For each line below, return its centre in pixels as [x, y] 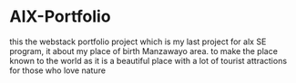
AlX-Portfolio [60, 17]
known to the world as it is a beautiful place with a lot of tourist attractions [148, 60]
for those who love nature [58, 70]
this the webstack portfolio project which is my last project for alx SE [138, 41]
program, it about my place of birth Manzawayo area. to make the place [143, 51]
